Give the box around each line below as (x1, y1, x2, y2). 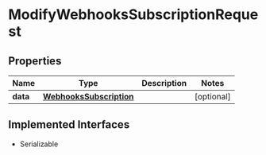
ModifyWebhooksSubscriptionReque (8, 6, 259, 24)
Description (141, 78, 187, 88)
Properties (8, 54, 62, 68)
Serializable (19, 139, 59, 149)
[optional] (194, 91, 232, 102)
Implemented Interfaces (8, 118, 130, 132)
